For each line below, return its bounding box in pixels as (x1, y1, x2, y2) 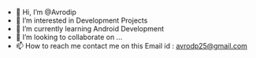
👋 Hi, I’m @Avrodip (15, 8, 77, 16)
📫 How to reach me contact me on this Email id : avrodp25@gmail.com (15, 42, 248, 50)
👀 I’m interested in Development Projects (15, 16, 148, 25)
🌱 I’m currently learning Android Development (15, 24, 165, 33)
